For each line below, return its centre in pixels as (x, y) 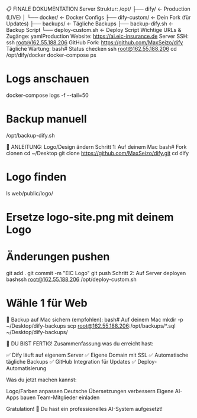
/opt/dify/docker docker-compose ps (51, 55)
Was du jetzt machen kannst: (41, 380)
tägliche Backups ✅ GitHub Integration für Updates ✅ (71, 361)
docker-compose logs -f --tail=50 (47, 95)
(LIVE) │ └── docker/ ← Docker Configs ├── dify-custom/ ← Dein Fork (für (98, 17)
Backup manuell (46, 119)
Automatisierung (26, 368)
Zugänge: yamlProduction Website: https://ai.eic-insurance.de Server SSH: (98, 36)
